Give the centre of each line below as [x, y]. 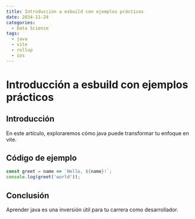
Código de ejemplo [41, 158]
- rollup [22, 50]
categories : [21, 22]
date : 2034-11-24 [27, 17]
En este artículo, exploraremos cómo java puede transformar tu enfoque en [97, 133]
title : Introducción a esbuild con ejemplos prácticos [75, 12]
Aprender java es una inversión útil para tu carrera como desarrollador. [92, 210]
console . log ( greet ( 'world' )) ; [43, 177]
